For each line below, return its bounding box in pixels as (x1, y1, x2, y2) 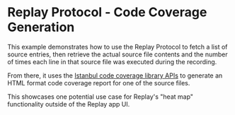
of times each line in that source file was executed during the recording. (7, 57, 217, 66)
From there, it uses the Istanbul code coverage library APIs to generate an (7, 71, 223, 80)
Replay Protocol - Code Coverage (7, 4, 207, 20)
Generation (7, 19, 75, 35)
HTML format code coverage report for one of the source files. (7, 78, 190, 87)
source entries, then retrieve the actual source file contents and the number (7, 50, 228, 59)
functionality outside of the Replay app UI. (7, 99, 130, 108)
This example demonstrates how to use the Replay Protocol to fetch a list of (7, 42, 228, 51)
